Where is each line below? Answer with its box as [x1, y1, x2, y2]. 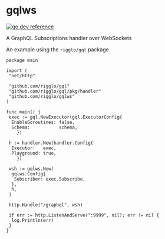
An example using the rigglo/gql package [6, 45, 109, 53]
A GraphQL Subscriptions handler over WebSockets [6, 34, 132, 41]
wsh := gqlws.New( [8, 166, 54, 172]
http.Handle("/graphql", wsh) [8, 202, 83, 208]
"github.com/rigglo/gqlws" [8, 93, 75, 99]
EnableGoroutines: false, [11, 119, 75, 125]
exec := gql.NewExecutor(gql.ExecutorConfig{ [8, 114, 123, 120]
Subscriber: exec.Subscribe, [14, 176, 85, 182]
